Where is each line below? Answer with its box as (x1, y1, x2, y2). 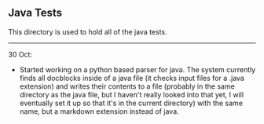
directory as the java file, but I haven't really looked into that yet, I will (19, 89, 244, 99)
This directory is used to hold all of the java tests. (8, 27, 167, 36)
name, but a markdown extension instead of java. (19, 106, 179, 116)
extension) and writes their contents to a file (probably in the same (19, 82, 236, 91)
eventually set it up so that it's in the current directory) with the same (19, 98, 244, 108)
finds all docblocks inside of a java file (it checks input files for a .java (19, 73, 245, 82)
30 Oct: (8, 49, 33, 59)
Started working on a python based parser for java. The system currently (19, 64, 256, 74)
